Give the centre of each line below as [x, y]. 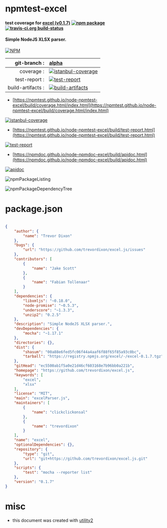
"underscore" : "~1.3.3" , [49, 310]
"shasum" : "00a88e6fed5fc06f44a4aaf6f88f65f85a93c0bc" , [82, 352]
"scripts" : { [28, 468]
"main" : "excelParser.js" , [42, 398]
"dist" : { [24, 347]
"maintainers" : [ [32, 403]
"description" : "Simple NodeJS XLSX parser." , [63, 324]
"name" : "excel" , [32, 440]
